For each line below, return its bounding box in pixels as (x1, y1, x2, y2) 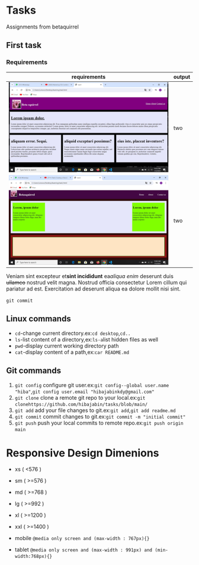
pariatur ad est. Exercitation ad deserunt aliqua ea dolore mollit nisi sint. (6, 285, 181, 292)
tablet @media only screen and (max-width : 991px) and (14, 546, 153, 553)
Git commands (6, 366, 61, 376)
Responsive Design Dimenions (6, 446, 159, 459)
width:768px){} (14, 554, 53, 560)
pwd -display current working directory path (14, 342, 119, 349)
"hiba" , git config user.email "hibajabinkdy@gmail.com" (14, 388, 155, 395)
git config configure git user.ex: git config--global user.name (14, 381, 169, 388)
